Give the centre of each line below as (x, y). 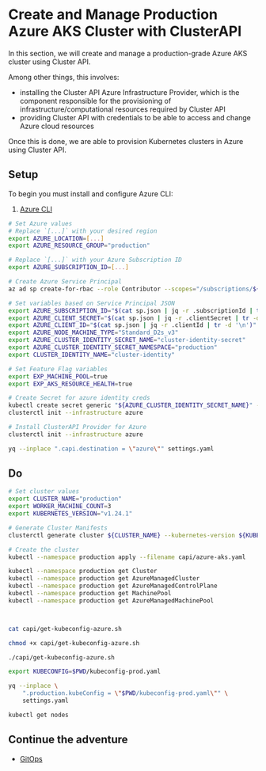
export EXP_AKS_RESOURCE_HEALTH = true (70, 384)
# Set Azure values (40, 223)
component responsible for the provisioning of (95, 101)
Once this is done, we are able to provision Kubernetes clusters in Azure (126, 141)
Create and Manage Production (113, 15)
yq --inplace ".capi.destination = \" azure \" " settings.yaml (111, 449)
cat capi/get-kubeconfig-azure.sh (65, 629)
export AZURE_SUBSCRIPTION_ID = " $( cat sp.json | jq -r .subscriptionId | (131, 310)
